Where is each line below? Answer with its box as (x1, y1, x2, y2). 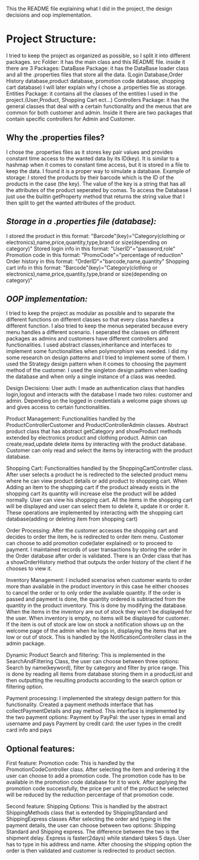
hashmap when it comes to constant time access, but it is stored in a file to (6, 161, 189, 168)
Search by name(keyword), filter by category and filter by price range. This (6, 664, 189, 672)
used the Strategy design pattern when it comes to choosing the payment (6, 360, 187, 367)
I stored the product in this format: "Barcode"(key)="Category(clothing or (6, 232, 186, 239)
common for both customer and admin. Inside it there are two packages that (6, 109, 193, 116)
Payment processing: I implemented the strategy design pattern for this (6, 695, 181, 702)
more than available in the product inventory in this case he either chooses (6, 583, 189, 590)
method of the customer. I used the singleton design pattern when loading (6, 367, 188, 374)
